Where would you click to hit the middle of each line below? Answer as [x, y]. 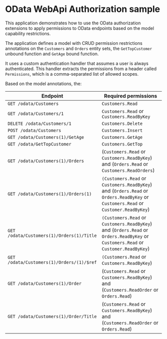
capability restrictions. [28, 33]
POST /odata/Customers [34, 130]
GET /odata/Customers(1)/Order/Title [52, 316]
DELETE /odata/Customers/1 [40, 123]
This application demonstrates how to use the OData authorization [73, 23]
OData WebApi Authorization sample [83, 9]
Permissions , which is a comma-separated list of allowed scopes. [72, 74]
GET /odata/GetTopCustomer [40, 144]
